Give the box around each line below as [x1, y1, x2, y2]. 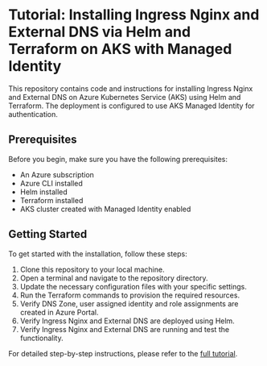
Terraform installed [19, 195, 84, 205]
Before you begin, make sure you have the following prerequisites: [8, 154, 228, 164]
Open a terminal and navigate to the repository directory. [19, 272, 208, 283]
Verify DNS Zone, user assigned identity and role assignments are [19, 298, 239, 308]
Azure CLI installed [19, 178, 83, 188]
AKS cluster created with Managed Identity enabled [19, 204, 191, 214]
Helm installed [19, 187, 68, 197]
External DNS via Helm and [8, 23, 191, 41]
